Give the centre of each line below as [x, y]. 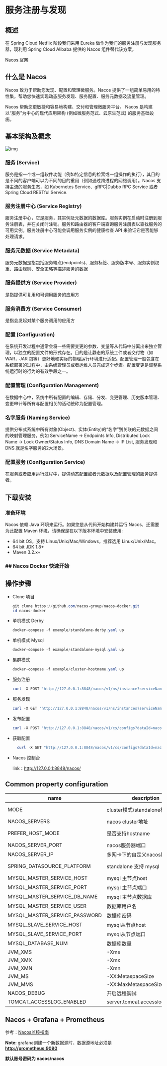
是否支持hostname [128, 834]
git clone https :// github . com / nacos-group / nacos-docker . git [76, 606]
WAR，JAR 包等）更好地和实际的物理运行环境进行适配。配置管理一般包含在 [82, 359]
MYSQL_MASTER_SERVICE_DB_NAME [53, 897]
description [146, 798]
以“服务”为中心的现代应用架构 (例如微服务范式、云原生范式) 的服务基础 [78, 113]
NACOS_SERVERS [29, 822]
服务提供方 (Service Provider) [41, 283]
